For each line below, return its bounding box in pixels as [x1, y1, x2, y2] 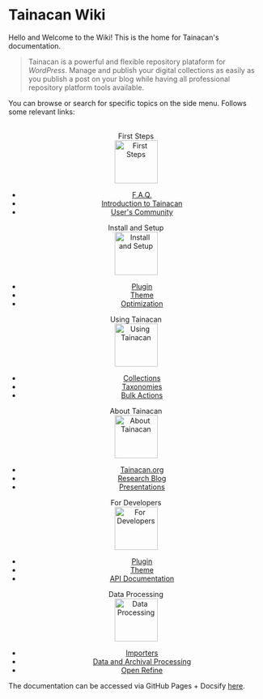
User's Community [110, 207, 174, 216]
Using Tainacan [110, 314, 162, 324]
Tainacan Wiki [8, 6, 106, 24]
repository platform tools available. [28, 83, 144, 92]
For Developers [110, 497, 162, 507]
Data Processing [108, 589, 163, 599]
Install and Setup [108, 223, 164, 232]
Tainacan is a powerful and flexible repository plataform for [28, 57, 227, 66]
